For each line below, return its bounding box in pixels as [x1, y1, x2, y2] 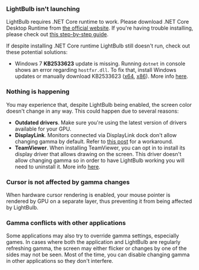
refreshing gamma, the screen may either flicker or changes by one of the [6, 245, 187, 252]
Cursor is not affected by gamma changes [6, 177, 130, 186]
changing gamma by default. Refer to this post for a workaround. [14, 138, 173, 145]
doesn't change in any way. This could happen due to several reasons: [6, 107, 179, 115]
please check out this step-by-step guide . [6, 31, 109, 38]
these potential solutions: [6, 49, 68, 56]
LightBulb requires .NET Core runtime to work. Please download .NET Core [6, 18, 189, 26]
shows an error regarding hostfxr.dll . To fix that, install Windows [14, 66, 176, 74]
